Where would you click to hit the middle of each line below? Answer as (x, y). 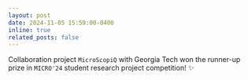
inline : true (30, 30)
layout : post (30, 15)
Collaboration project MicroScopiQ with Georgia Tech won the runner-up (124, 60)
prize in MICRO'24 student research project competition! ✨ (101, 68)
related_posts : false (44, 37)
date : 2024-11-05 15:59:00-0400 (61, 23)
